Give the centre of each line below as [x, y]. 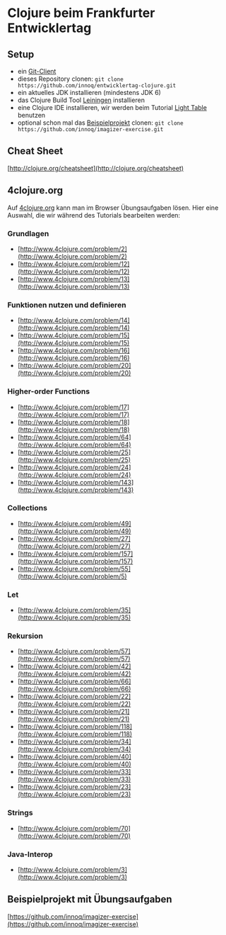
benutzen [31, 115]
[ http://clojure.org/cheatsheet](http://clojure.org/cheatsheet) [96, 168]
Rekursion [25, 636]
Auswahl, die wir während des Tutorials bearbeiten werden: [94, 215]
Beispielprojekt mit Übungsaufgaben [90, 899]
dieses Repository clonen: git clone [70, 79]
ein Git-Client [37, 71]
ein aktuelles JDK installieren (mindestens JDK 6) [89, 93]
